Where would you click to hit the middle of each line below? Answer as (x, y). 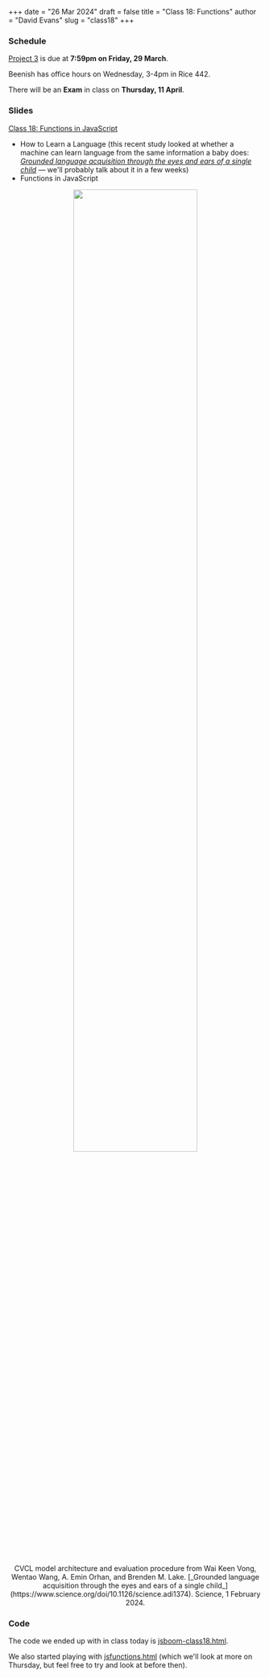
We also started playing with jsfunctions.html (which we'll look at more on (130, 1656)
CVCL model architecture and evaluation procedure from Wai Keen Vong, (135, 1568)
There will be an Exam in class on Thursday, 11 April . (97, 90)
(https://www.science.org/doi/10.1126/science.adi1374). (101, 1593)
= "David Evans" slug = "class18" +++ (71, 20)
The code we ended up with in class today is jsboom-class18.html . (118, 1641)
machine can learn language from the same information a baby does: (134, 152)
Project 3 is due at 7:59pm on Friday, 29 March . (89, 59)
